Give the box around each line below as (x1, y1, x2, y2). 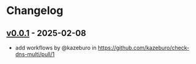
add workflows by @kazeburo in (15, 44, 96, 51)
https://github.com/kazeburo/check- (97, 44, 190, 51)
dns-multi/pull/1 (15, 51, 55, 58)
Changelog (6, 4, 64, 18)
